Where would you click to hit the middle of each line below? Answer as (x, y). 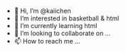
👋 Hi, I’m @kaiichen (42, 11)
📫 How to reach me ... (47, 41)
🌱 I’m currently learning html (56, 26)
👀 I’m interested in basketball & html (67, 18)
